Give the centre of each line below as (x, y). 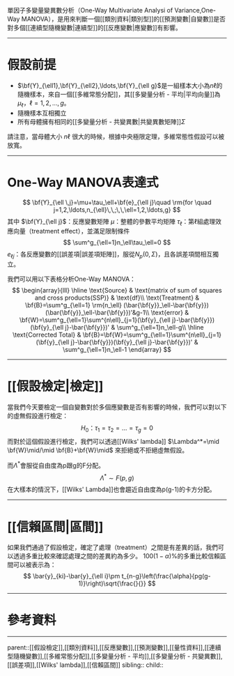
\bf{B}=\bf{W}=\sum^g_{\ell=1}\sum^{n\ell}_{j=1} (152, 335)
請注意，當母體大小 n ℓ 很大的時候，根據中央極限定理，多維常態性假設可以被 (116, 136)
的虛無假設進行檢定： (38, 416)
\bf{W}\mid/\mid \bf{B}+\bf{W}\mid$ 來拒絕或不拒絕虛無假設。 (98, 450)
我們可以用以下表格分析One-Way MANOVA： (71, 279)
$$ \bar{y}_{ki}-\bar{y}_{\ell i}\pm (72, 576)
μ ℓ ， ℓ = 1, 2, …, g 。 (44, 103)
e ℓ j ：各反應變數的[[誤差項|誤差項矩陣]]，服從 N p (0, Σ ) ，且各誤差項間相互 (110, 255)
